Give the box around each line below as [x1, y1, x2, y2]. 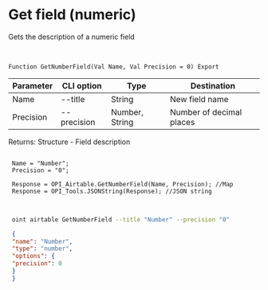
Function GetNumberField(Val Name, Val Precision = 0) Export [8, 62, 219, 71]
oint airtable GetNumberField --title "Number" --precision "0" [11, 215, 230, 224]
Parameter [12, 80, 53, 91]
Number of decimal [170, 106, 242, 117]
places [170, 116, 195, 127]
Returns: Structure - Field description [8, 137, 131, 147]
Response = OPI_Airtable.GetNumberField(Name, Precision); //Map [11, 180, 234, 188]
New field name [170, 93, 229, 104]
